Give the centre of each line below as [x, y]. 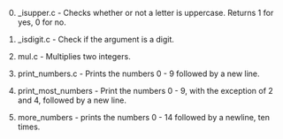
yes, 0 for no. [42, 22]
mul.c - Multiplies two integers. [74, 56]
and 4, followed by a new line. [72, 100]
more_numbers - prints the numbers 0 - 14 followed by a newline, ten [143, 117]
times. [29, 127]
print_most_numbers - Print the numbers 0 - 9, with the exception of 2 [145, 91]
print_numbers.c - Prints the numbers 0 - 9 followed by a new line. [138, 73]
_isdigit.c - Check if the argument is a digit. [96, 39]
